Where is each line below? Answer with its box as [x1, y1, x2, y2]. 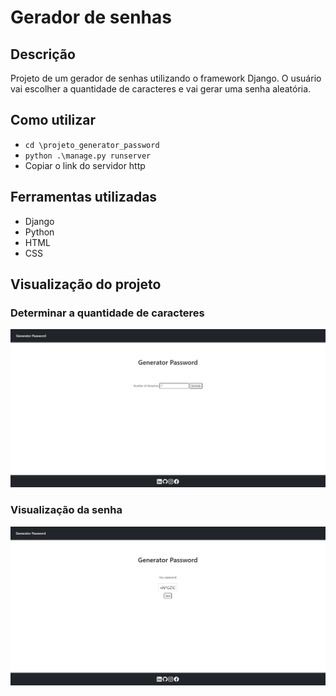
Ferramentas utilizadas [10, 189, 158, 206]
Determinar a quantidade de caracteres [10, 306, 205, 320]
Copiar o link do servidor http [24, 159, 146, 171]
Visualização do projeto [10, 276, 162, 293]
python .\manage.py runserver [24, 151, 152, 161]
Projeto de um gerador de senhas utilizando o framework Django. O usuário [10, 72, 322, 84]
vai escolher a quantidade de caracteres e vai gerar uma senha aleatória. [10, 83, 312, 95]
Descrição [10, 46, 76, 63]
